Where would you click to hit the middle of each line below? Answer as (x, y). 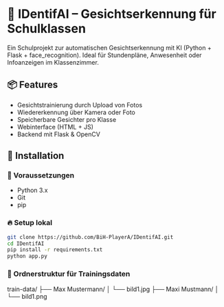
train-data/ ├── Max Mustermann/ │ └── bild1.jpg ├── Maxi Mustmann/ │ (113, 289)
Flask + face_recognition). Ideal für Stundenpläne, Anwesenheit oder (104, 55)
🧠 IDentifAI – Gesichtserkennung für (112, 14)
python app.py (27, 256)
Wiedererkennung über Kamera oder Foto (76, 112)
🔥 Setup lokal (30, 223)
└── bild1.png (27, 296)
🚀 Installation (36, 156)
